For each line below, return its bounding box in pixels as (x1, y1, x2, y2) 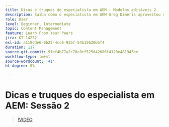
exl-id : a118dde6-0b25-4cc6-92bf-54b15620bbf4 (5, 40, 105, 45)
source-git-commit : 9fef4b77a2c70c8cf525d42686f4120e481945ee (5, 49, 138, 54)
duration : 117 (5, 45, 35, 50)
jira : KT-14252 (5, 36, 37, 41)
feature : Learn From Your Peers (5, 31, 73, 36)
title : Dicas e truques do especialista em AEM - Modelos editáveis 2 (5, 7, 156, 13)
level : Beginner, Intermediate (5, 21, 71, 27)
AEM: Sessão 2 (5, 100, 70, 111)
